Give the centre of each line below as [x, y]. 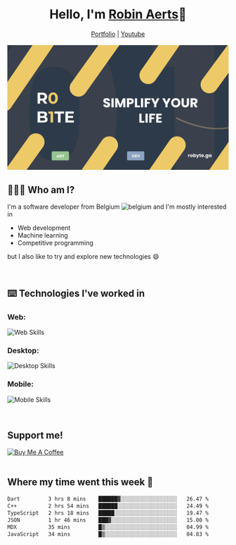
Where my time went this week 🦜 [80, 482]
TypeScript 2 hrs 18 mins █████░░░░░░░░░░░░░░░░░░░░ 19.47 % [108, 513]
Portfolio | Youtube [118, 34]
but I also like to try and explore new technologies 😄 [83, 257]
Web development [44, 228]
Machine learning [42, 235]
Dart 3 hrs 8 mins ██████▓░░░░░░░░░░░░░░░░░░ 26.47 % [108, 499]
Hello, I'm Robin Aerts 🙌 [118, 14]
